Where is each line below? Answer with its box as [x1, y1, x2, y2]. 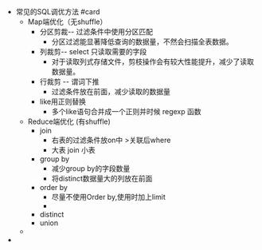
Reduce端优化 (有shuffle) [27, 117, 111, 126]
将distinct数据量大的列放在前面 [51, 174, 153, 183]
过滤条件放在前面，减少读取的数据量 [51, 87, 171, 96]
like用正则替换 [39, 97, 86, 106]
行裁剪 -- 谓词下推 [39, 77, 100, 86]
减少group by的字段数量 [51, 164, 131, 173]
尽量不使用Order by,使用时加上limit [51, 192, 166, 201]
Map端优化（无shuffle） [27, 17, 108, 26]
